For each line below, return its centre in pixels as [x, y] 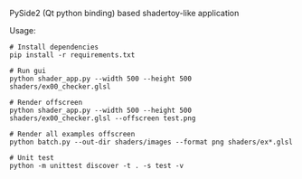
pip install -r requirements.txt [72, 55]
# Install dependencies [54, 47]
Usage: [23, 30]
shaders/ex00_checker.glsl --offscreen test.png [103, 118]
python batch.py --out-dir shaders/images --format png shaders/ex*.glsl [151, 142]
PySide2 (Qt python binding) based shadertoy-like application [124, 13]
